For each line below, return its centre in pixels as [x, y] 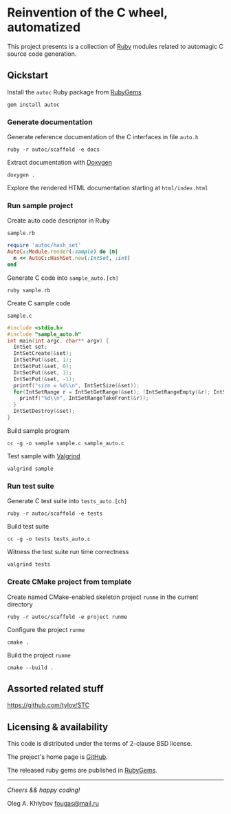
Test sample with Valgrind [44, 456]
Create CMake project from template [69, 582]
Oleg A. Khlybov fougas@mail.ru [53, 804]
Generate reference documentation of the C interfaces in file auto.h [103, 137]
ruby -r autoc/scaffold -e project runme [67, 617]
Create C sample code [39, 303]
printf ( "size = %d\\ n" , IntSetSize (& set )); [76, 385]
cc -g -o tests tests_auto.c [49, 539]
